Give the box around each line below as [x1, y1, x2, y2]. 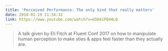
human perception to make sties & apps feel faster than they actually [17, 36, 163, 42]
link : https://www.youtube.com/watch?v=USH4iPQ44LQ [5, 17, 118, 22]
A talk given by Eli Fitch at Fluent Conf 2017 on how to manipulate [17, 31, 156, 37]
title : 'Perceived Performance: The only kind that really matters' [5, 7, 155, 13]
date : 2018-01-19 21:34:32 [5, 12, 63, 17]
